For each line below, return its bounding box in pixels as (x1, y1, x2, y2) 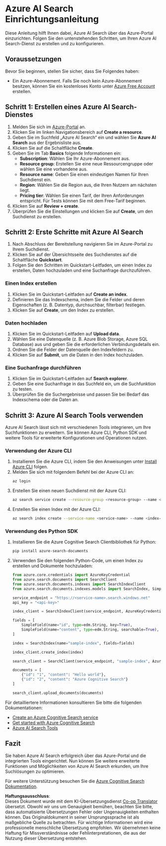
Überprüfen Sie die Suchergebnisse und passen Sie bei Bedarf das (12, 391, 150, 398)
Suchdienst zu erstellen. (12, 213, 62, 219)
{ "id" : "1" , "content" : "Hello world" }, (21, 672, 106, 677)
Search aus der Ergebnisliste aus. (12, 140, 82, 146)
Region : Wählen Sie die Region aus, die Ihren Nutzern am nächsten (19, 182, 157, 188)
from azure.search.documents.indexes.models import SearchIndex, (12, 586, 150, 592)
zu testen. (12, 386, 33, 392)
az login (12, 479, 31, 484)
